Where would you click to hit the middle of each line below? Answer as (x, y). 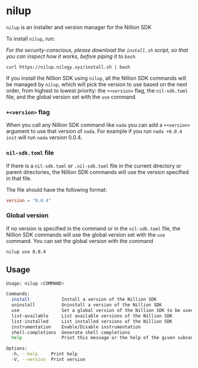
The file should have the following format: (57, 189)
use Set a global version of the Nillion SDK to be (96, 311)
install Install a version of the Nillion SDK (84, 300)
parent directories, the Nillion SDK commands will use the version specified (98, 172)
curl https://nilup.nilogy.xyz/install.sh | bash (68, 67)
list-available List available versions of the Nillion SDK (92, 316)
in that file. (19, 178)
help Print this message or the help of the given (93, 338)
